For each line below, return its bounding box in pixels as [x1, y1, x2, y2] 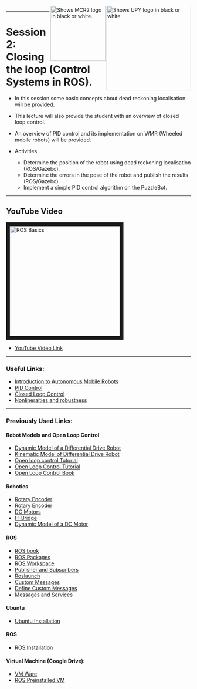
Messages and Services [14, 591, 73, 598]
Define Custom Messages [14, 585, 77, 592]
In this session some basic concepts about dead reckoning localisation [14, 94, 186, 102]
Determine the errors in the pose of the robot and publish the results [23, 171, 189, 178]
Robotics [6, 482, 29, 489]
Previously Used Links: [6, 417, 73, 425]
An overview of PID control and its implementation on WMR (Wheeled [14, 130, 183, 137]
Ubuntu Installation [14, 617, 60, 624]
